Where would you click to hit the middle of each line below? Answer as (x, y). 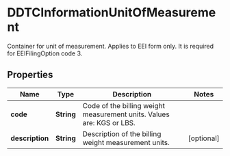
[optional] (204, 138)
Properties (30, 75)
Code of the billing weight (124, 105)
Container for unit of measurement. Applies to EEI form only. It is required (111, 46)
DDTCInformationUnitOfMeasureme (112, 13)
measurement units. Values (126, 114)
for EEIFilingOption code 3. (45, 53)
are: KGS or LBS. (109, 122)
